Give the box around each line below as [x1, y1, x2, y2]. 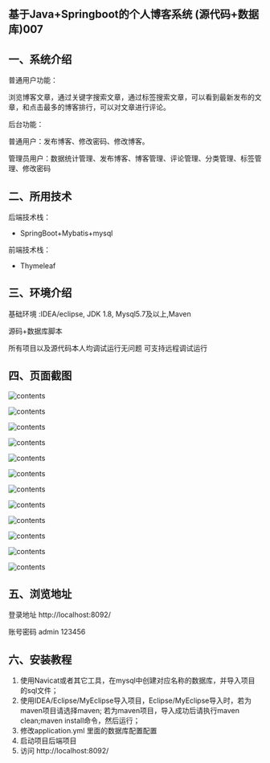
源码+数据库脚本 [8, 326, 63, 336]
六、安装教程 [8, 653, 72, 667]
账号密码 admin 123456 [8, 627, 86, 637]
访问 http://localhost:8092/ [19, 746, 109, 756]
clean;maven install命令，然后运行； [19, 716, 141, 725]
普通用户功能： [8, 75, 58, 85]
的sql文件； [19, 686, 59, 696]
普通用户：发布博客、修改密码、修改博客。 [8, 137, 149, 146]
